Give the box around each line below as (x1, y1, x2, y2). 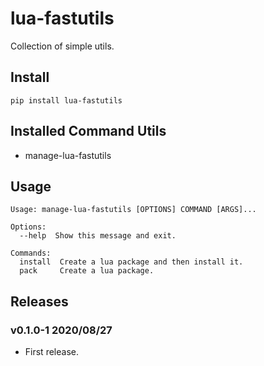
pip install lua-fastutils (10, 95, 123, 106)
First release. (24, 346, 79, 358)
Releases (10, 293, 69, 310)
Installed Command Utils (10, 123, 167, 140)
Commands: (10, 248, 52, 259)
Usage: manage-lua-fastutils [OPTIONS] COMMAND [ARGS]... (10, 205, 257, 215)
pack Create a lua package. (19, 266, 155, 276)
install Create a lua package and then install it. (19, 257, 244, 267)
